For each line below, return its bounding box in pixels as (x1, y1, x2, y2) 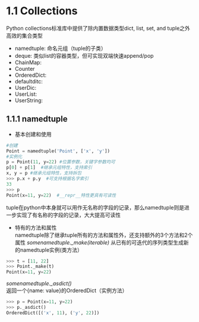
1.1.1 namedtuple (6, 114, 68, 124)
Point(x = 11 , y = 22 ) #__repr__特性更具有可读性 (6, 192, 116, 198)
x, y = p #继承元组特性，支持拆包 (6, 170, 82, 176)
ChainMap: (14, 58, 42, 66)
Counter (14, 65, 35, 72)
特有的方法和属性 (14, 224, 57, 231)
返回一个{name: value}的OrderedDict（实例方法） (6, 287, 128, 294)
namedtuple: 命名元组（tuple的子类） (14, 45, 107, 52)
